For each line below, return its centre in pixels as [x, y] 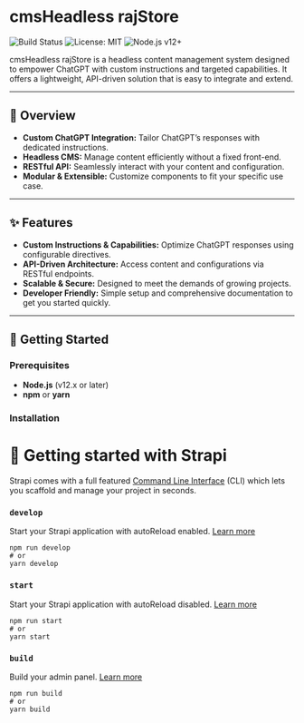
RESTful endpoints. [58, 273]
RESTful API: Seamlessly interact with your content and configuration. [153, 166]
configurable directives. [66, 254]
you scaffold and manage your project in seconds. [103, 491]
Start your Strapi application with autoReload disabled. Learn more [133, 604]
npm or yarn [46, 395]
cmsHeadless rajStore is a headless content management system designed [150, 59]
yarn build [30, 709]
